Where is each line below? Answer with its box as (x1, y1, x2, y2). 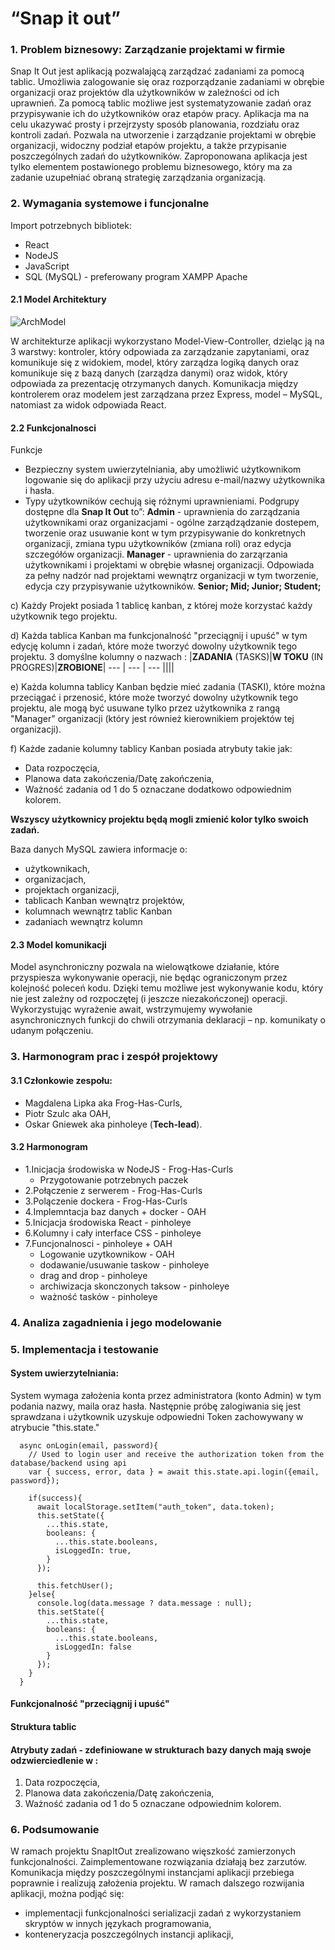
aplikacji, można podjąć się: (10, 1888, 125, 1900)
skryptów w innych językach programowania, (24, 1918, 212, 1930)
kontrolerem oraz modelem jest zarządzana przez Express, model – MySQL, (10, 388, 323, 400)
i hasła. (24, 485, 55, 497)
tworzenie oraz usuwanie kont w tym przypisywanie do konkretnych (24, 527, 307, 539)
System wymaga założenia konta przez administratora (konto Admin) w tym (10, 1389, 322, 1401)
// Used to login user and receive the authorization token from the (28, 1449, 325, 1459)
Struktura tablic (10, 1720, 77, 1732)
